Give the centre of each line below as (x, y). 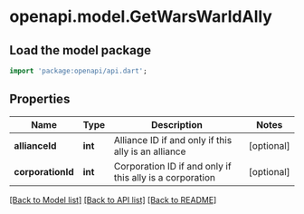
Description (177, 124)
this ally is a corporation (164, 177)
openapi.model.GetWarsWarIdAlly (141, 17)
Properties (40, 99)
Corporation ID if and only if (173, 166)
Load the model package (81, 50)
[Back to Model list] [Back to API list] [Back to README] (113, 199)
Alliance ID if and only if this (173, 140)
